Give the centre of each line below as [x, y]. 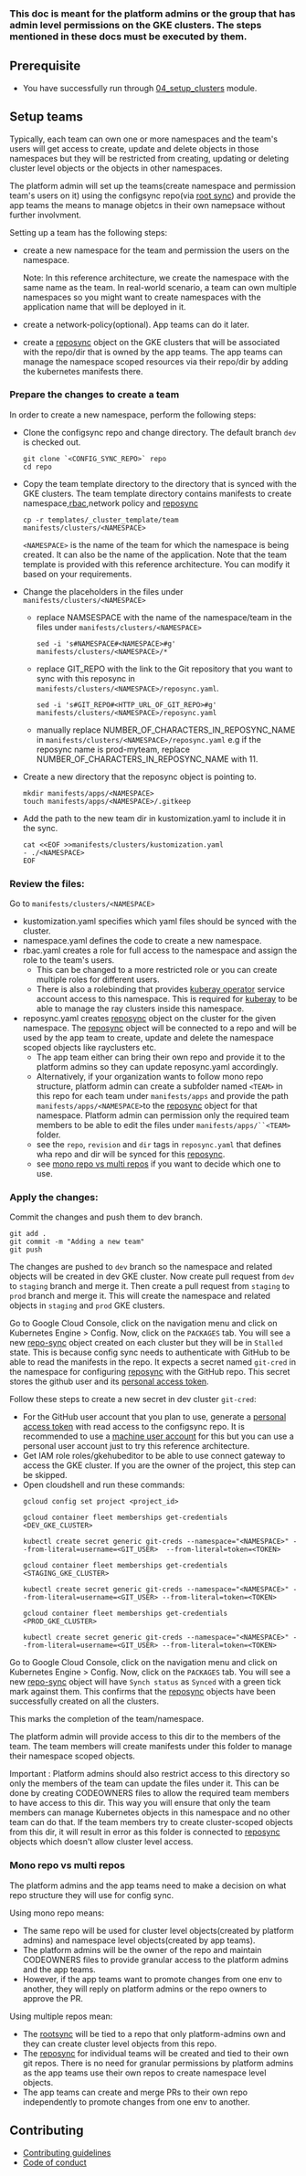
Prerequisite [45, 66]
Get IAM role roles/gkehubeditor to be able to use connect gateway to [154, 1456]
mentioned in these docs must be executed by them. [128, 37]
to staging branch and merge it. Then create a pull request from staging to [150, 1286]
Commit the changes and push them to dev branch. [106, 1217]
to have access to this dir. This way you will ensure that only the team [140, 1803]
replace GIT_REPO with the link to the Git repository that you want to [164, 669]
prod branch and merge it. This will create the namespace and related [140, 1296]
